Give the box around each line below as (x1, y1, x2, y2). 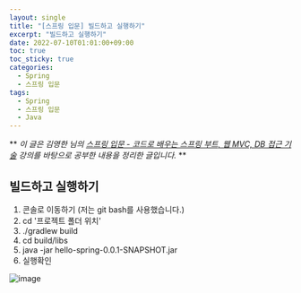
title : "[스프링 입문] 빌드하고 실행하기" (9, 22, 146, 30)
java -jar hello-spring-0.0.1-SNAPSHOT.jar (21, 244, 177, 255)
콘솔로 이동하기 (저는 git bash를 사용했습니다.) (21, 203, 185, 215)
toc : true (9, 47, 47, 56)
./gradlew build (21, 225, 79, 236)
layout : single (9, 13, 66, 22)
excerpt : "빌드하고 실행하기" (9, 30, 107, 39)
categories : (9, 64, 54, 73)
